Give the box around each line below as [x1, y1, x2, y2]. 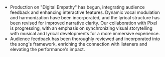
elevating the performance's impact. [10, 47, 85, 52]
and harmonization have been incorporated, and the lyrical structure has [10, 15, 160, 20]
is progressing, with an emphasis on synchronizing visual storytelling [10, 25, 153, 31]
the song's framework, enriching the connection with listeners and [10, 41, 147, 47]
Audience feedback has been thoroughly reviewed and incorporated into [10, 36, 160, 42]
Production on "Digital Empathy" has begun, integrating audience [10, 4, 145, 10]
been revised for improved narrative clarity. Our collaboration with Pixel [10, 20, 157, 26]
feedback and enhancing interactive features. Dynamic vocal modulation [10, 9, 160, 15]
